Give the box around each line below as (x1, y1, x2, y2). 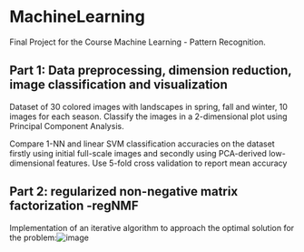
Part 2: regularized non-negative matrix (9, 184, 239, 199)
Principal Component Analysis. (9, 120, 124, 131)
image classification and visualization (9, 77, 229, 93)
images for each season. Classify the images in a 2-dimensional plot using (9, 111, 288, 122)
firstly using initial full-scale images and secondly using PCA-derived (9, 147, 268, 158)
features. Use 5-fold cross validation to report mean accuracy (56, 157, 288, 168)
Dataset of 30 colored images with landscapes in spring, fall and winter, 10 (9, 101, 289, 112)
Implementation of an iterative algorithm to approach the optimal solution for (9, 222, 295, 233)
